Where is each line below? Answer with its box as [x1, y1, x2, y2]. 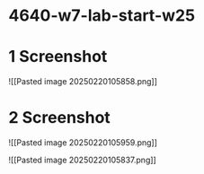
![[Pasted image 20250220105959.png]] [8, 137, 158, 148]
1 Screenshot [8, 47, 108, 67]
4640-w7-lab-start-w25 [8, 5, 195, 26]
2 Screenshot [8, 108, 111, 128]
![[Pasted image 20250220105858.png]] [8, 76, 158, 87]
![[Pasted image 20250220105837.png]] [8, 154, 156, 166]
